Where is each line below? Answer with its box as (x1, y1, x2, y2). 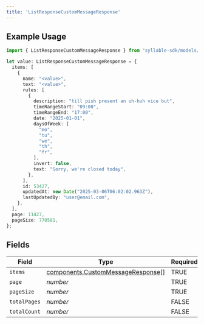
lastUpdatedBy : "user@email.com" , (22, 194, 110, 201)
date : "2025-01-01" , (33, 115, 86, 122)
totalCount (9, 308, 41, 315)
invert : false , (33, 161, 72, 167)
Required (171, 258, 199, 266)
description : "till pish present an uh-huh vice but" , (33, 98, 175, 104)
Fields (6, 239, 30, 250)
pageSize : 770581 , (12, 217, 59, 223)
